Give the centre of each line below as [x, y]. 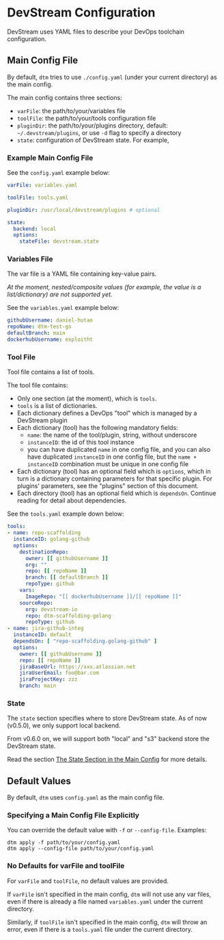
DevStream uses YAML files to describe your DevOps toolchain [96, 32]
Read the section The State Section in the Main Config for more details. [107, 760]
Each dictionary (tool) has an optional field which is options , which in [114, 472]
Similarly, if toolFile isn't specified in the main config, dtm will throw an [107, 922]
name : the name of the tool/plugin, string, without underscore [112, 435]
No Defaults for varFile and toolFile [66, 866]
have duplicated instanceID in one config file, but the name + [112, 457]
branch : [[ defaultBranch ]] [67, 577]
